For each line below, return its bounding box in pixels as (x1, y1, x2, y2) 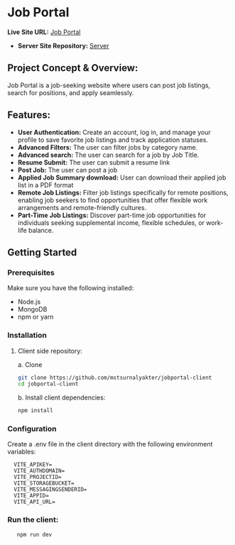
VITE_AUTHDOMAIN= (13, 468, 65, 475)
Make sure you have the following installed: (7, 284, 134, 292)
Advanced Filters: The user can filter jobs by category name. (17, 143, 198, 151)
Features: (7, 109, 51, 121)
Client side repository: (17, 346, 83, 355)
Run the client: (7, 515, 59, 525)
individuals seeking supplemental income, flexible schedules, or (17, 218, 204, 227)
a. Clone (17, 360, 43, 369)
